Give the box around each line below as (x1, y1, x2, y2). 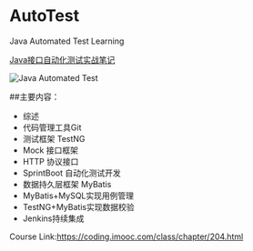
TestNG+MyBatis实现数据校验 (22, 201, 135, 212)
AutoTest (9, 5, 80, 26)
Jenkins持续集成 (22, 213, 85, 224)
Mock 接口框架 (22, 145, 79, 156)
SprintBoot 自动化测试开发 (22, 167, 121, 178)
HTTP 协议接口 (22, 156, 79, 166)
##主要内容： (9, 91, 60, 102)
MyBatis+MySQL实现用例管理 (22, 190, 135, 201)
